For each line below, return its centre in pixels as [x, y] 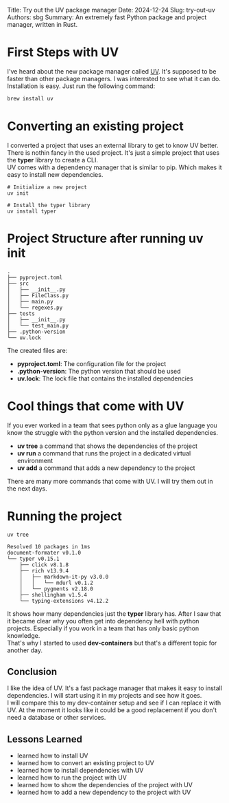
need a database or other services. [57, 718]
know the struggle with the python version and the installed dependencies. [112, 432]
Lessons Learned [45, 739]
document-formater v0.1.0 [44, 553]
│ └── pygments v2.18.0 [57, 589]
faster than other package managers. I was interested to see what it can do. [114, 78]
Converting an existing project [95, 126]
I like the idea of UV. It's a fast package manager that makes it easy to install [115, 688]
